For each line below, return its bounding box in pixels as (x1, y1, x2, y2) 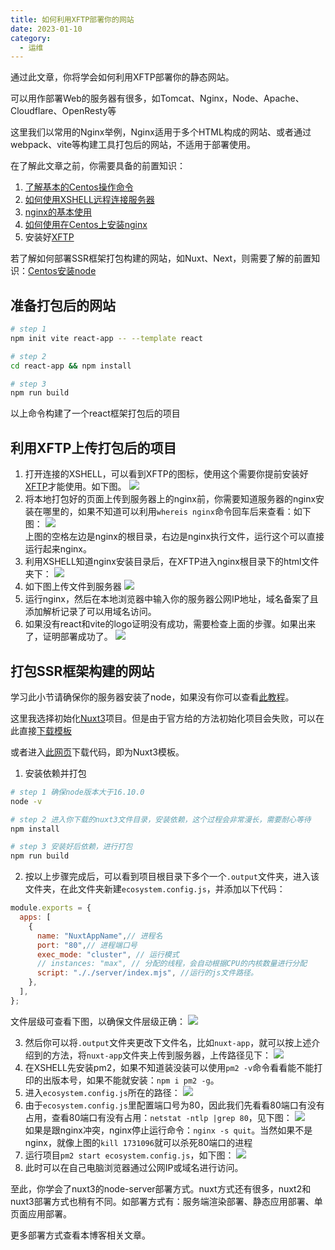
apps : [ (19, 912, 52, 923)
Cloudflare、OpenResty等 (10, 105, 117, 117)
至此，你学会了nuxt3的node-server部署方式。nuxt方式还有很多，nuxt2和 (10, 1182, 312, 1195)
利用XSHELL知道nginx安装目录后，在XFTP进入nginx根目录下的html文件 (24, 556, 320, 568)
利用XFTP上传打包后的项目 (10, 439, 177, 456)
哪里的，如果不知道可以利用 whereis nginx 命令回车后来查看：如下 (42, 506, 312, 518)
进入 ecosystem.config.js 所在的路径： (24, 1086, 181, 1098)
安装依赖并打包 (24, 767, 87, 779)
